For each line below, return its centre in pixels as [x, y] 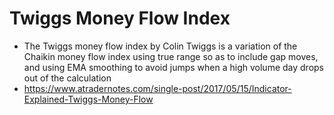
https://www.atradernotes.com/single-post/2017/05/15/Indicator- [157, 88]
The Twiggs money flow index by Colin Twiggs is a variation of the [160, 46]
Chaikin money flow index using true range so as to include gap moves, [171, 56]
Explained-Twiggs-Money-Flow [88, 99]
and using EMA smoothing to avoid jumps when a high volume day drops [173, 67]
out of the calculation [67, 78]
